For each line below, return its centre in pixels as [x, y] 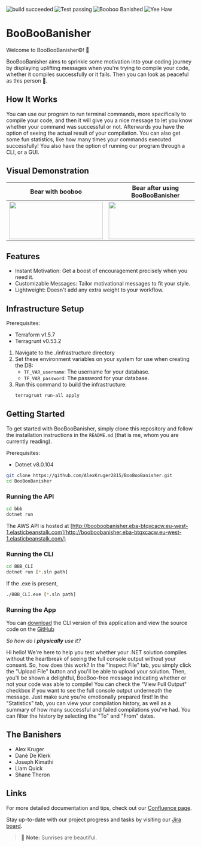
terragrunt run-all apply [47, 396]
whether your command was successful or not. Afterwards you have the [95, 126]
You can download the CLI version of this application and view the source [97, 623]
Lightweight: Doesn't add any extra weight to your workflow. [89, 290]
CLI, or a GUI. [23, 152]
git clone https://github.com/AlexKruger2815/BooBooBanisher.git [89, 475]
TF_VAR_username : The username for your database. [87, 372]
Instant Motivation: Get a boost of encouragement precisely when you [101, 271]
